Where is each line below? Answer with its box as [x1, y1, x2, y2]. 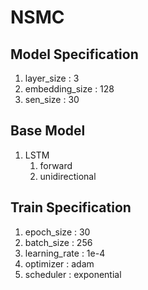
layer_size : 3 [24, 72, 80, 84]
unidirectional [39, 170, 97, 182]
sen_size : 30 [24, 94, 80, 105]
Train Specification [10, 199, 132, 216]
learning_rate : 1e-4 [24, 247, 106, 259]
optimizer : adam [24, 257, 95, 270]
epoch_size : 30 [24, 226, 91, 238]
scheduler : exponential [24, 268, 122, 280]
